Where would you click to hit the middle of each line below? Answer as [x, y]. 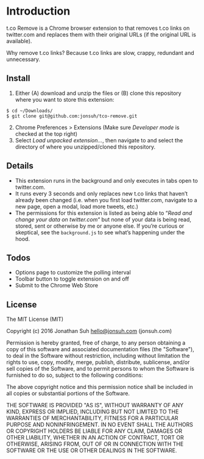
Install [18, 78]
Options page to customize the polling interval [73, 273]
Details [20, 166]
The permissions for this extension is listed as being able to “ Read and [104, 213]
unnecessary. [23, 59]
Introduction [38, 11]
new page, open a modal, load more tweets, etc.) [77, 206]
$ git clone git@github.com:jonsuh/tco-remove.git [72, 116]
